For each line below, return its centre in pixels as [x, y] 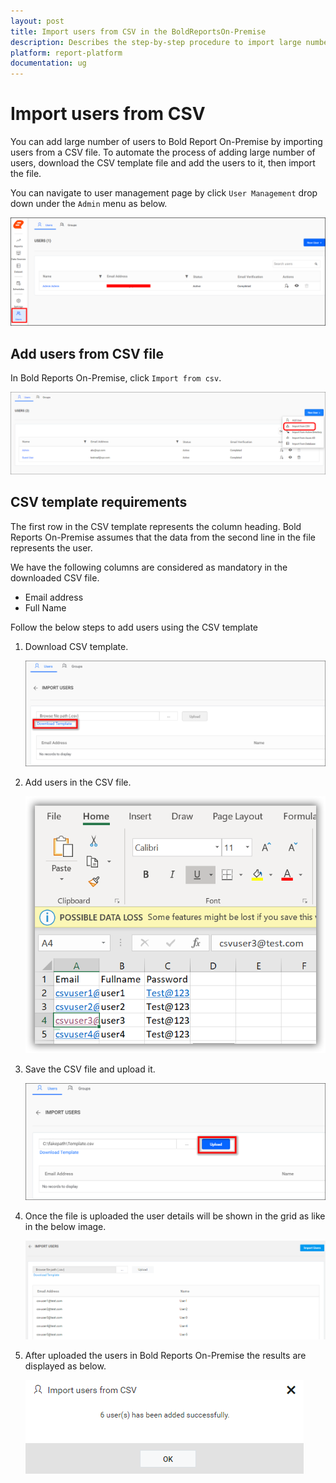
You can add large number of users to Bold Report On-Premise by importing [166, 142]
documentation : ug [48, 63]
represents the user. [51, 547]
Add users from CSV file [87, 353]
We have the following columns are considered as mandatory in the [149, 567]
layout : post [37, 21]
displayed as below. [65, 1366]
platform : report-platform [66, 53]
